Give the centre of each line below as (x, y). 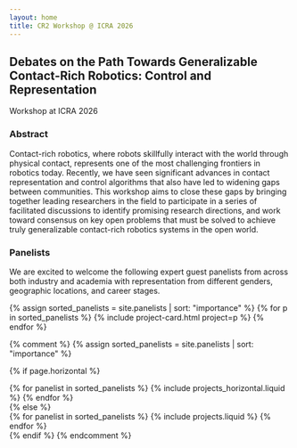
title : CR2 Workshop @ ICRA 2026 (71, 26)
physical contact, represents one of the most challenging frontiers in (135, 163)
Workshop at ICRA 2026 (54, 111)
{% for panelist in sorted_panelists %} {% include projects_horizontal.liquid (147, 387)
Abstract (29, 134)
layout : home (33, 17)
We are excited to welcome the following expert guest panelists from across (148, 272)
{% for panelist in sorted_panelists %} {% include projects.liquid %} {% (140, 416)
